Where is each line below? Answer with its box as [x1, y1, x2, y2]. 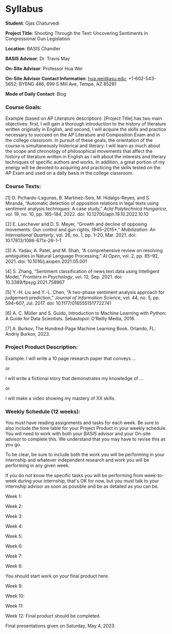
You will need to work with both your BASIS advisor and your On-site [5, 430, 151, 437]
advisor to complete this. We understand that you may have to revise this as [5, 436, 166, 442]
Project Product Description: [5, 343, 78, 351]
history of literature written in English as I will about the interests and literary [5, 154, 166, 160]
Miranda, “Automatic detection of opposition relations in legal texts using [5, 200, 159, 206]
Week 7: [5, 553, 23, 559]
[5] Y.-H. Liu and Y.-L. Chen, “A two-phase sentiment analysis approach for [5, 289, 165, 295]
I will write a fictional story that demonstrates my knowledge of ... [5, 375, 144, 381]
